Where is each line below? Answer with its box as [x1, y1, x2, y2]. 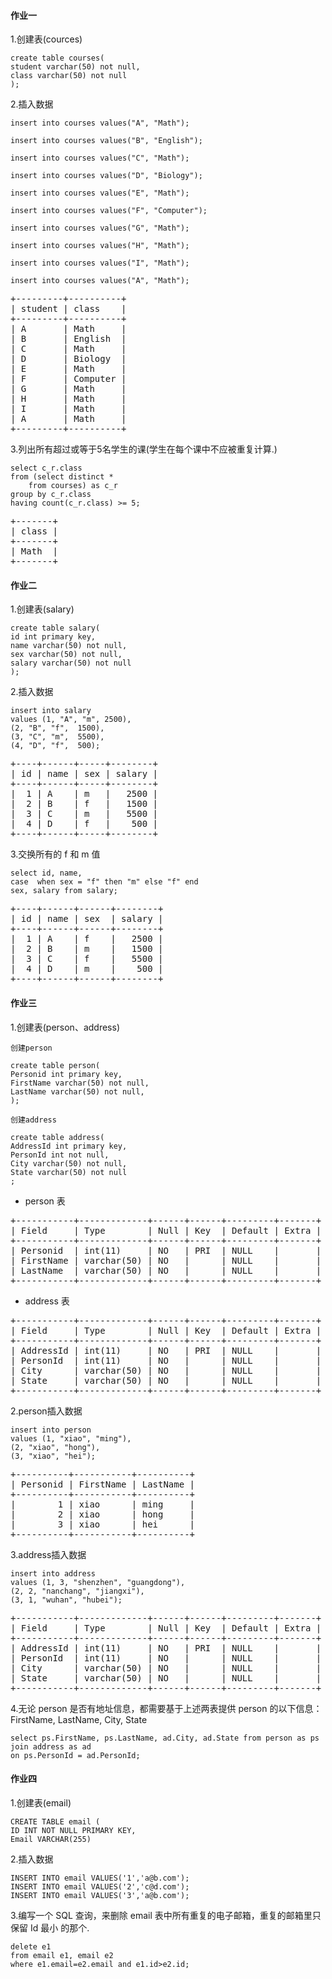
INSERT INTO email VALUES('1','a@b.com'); [10, 1873, 190, 1883]
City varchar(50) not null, [10, 1158, 128, 1169]
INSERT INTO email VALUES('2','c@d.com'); [10, 1881, 190, 1892]
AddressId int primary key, [10, 1141, 128, 1151]
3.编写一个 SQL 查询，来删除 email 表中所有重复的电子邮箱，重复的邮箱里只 [10, 1909, 322, 1921]
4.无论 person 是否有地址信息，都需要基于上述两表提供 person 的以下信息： [10, 1702, 323, 1714]
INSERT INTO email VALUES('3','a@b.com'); [10, 1890, 190, 1900]
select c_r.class [10, 463, 83, 474]
